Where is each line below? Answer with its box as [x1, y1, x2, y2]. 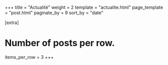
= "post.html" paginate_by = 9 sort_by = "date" [5, 10, 104, 16]
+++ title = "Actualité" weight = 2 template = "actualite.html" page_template [5, 5, 163, 10]
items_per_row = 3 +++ [5, 54, 54, 60]
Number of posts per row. [5, 38, 115, 49]
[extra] [5, 20, 19, 25]
